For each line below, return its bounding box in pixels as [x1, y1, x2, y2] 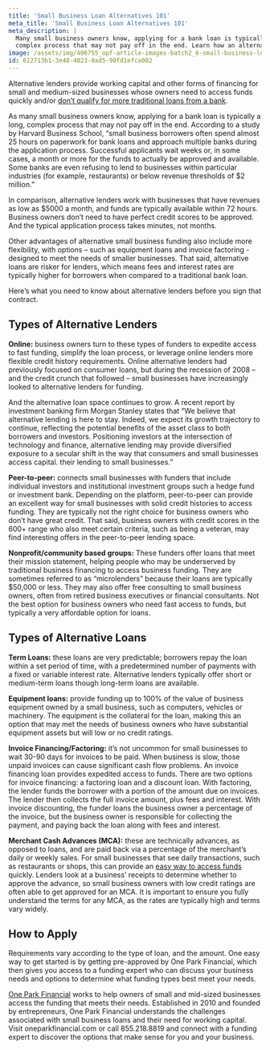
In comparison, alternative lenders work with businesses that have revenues [8, 194, 260, 205]
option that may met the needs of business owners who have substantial [8, 719, 249, 729]
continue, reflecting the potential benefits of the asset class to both [8, 423, 231, 432]
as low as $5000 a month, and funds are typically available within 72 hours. [8, 203, 259, 213]
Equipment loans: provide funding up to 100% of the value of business [8, 693, 243, 703]
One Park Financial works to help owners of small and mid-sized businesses [8, 990, 261, 999]
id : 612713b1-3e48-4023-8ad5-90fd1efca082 [8, 57, 153, 65]
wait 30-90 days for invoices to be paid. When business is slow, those [8, 752, 240, 762]
